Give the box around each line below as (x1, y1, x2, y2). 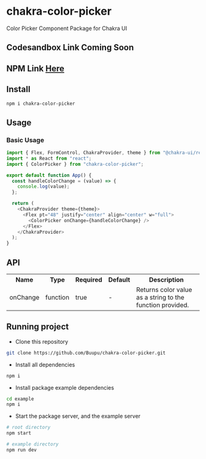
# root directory (6, 425, 51, 431)
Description (149, 276, 184, 284)
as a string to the (135, 293, 185, 302)
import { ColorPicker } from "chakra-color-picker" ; (6, 161, 144, 167)
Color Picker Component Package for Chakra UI (6, 25, 128, 32)
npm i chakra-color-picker (6, 100, 75, 107)
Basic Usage (6, 136, 45, 144)
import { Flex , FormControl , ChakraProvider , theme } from (6, 150, 161, 156)
